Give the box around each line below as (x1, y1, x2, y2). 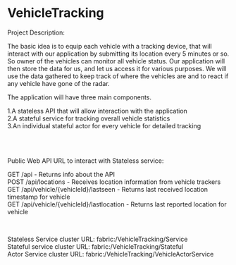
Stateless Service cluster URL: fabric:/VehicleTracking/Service (7, 235, 188, 243)
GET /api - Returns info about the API (7, 170, 115, 178)
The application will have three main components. (7, 93, 152, 101)
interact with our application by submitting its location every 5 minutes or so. (7, 49, 230, 58)
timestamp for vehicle (7, 192, 70, 201)
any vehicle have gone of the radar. (7, 79, 111, 87)
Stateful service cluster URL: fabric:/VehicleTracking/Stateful (7, 242, 184, 251)
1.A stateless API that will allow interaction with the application (7, 106, 188, 115)
